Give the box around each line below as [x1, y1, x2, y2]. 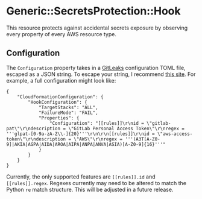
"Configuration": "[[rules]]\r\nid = [49, 120, 145, 126]
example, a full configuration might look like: [6, 77, 116, 84]
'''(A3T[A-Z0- [124, 136, 161, 142]
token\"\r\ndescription [6, 136, 66, 142]
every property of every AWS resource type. [6, 30, 116, 37]
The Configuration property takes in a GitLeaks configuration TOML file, [6, 64, 186, 71]
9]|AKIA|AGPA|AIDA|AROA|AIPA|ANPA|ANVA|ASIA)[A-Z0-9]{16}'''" [6, 141, 166, 147]
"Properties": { [38, 115, 80, 121]
